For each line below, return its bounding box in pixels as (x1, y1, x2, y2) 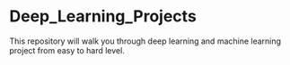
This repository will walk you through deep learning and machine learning (9, 36, 281, 46)
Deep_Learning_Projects (9, 6, 198, 27)
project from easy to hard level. (9, 45, 126, 55)
